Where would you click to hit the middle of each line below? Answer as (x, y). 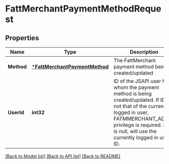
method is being (133, 94)
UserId (16, 112)
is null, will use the (135, 131)
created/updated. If (136, 100)
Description (144, 52)
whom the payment (136, 87)
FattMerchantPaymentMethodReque (83, 9)
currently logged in (136, 137)
